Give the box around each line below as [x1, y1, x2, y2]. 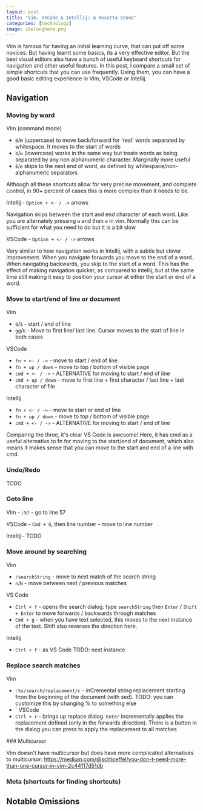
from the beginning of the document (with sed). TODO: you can [15, 693, 174, 701]
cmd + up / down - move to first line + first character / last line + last [15, 376, 185, 384]
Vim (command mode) [6, 124, 62, 132]
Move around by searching [6, 547, 87, 556]
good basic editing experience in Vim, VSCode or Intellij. [6, 75, 147, 82]
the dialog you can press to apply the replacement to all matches [15, 726, 177, 733]
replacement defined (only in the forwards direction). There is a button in [15, 719, 197, 726]
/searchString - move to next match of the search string [15, 573, 156, 580]
